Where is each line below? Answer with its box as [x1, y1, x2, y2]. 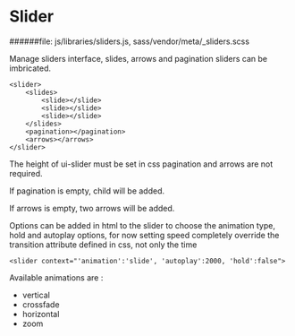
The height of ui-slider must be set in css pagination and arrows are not [9, 159, 274, 169]
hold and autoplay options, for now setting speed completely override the [9, 229, 280, 240]
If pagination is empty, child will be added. [9, 185, 165, 196]
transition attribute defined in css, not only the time [9, 239, 198, 250]
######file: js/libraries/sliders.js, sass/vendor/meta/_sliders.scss [9, 36, 250, 47]
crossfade [21, 298, 60, 310]
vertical [21, 289, 51, 300]
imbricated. [9, 63, 52, 73]
